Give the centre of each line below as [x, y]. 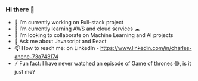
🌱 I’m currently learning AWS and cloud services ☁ [77, 29]
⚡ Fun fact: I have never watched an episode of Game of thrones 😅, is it [103, 63]
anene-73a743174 [36, 57]
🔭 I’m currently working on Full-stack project [69, 23]
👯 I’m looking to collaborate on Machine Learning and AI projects [94, 35]
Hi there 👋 [20, 10]
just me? [24, 72]
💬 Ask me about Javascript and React [60, 42]
